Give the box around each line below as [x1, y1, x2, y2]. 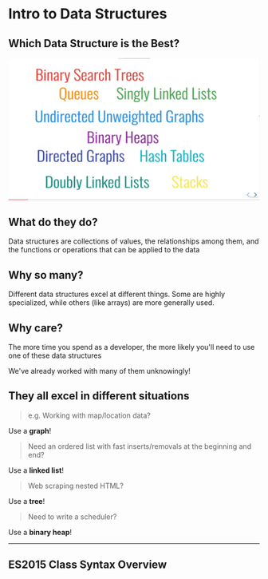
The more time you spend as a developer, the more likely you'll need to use [8, 342, 255, 351]
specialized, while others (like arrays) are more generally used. [8, 298, 215, 307]
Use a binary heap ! [8, 527, 73, 537]
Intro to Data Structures [8, 5, 167, 23]
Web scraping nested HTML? [27, 481, 124, 490]
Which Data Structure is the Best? [8, 37, 180, 50]
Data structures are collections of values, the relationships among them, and [8, 236, 259, 246]
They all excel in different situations [8, 389, 190, 403]
